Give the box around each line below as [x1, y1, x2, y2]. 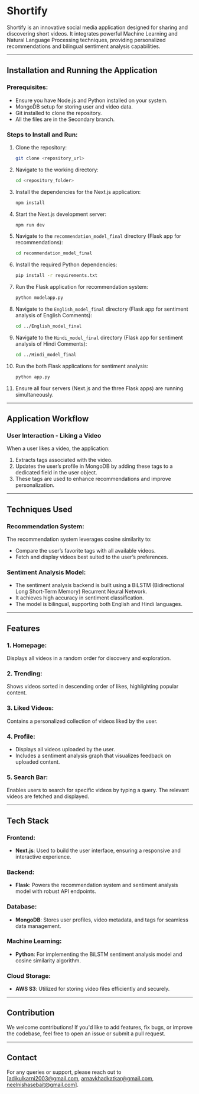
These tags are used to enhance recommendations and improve [15, 476, 171, 483]
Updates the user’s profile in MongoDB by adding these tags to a [15, 463, 173, 470]
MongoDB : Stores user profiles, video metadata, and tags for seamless [15, 916, 188, 923]
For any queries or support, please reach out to [6, 1069, 122, 1076]
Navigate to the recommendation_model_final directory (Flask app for [15, 232, 182, 240]
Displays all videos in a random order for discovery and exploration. [6, 655, 171, 662]
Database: [6, 902, 37, 911]
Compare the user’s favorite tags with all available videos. [15, 547, 156, 554]
